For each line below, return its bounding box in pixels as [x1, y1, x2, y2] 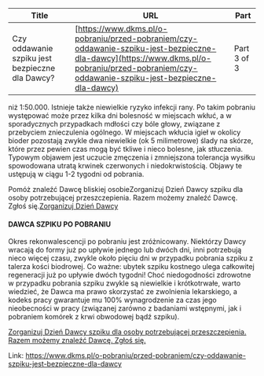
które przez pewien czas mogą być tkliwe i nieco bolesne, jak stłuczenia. [8, 145, 244, 153]
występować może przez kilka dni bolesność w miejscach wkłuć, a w [8, 111, 232, 120]
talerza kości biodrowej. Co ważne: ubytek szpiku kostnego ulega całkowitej [8, 262, 255, 271]
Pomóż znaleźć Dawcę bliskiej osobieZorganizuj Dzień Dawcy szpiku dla [8, 185, 244, 194]
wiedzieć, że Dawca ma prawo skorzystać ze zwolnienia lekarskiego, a [8, 287, 238, 297]
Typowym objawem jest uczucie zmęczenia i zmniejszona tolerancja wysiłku [8, 153, 255, 162]
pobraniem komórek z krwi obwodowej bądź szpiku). [8, 312, 180, 322]
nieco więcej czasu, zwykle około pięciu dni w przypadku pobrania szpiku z [8, 253, 254, 263]
